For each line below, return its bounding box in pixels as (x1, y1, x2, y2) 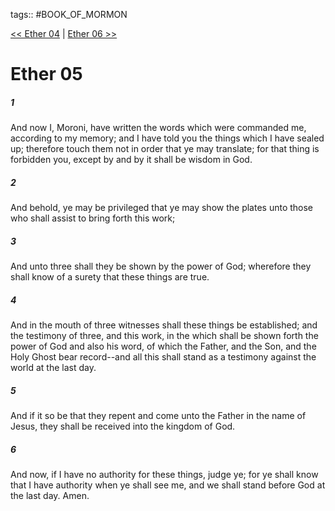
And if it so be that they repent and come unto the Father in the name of (10, 410, 307, 422)
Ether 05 (10, 63, 83, 86)
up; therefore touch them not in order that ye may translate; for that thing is (10, 143, 320, 155)
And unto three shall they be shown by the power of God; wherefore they (10, 260, 312, 273)
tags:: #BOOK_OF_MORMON (10, 9, 128, 20)
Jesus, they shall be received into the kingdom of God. (10, 420, 236, 433)
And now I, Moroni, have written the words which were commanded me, (10, 122, 307, 134)
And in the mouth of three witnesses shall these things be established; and (10, 319, 318, 331)
